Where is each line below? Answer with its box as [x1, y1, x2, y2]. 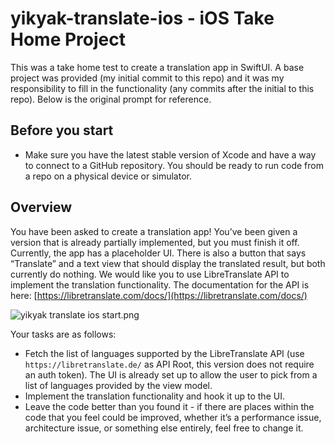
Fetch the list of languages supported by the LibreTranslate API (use [24, 347, 305, 359]
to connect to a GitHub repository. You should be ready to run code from [24, 159, 324, 171]
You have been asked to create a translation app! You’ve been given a [10, 225, 298, 237]
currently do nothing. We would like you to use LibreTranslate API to [10, 268, 290, 280]
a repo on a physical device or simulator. [24, 170, 192, 182]
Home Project [10, 28, 126, 51]
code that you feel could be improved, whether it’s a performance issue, [24, 411, 322, 423]
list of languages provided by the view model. [24, 379, 213, 391]
